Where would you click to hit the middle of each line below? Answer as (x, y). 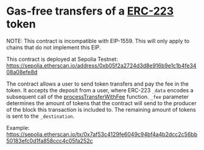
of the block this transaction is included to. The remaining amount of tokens (101, 109)
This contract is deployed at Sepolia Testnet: (62, 59)
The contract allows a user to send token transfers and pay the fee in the (97, 84)
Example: (18, 128)
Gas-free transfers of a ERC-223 (90, 11)
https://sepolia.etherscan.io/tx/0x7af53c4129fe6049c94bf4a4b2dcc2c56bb (102, 134)
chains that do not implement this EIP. (54, 47)
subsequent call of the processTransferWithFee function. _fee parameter (97, 97)
